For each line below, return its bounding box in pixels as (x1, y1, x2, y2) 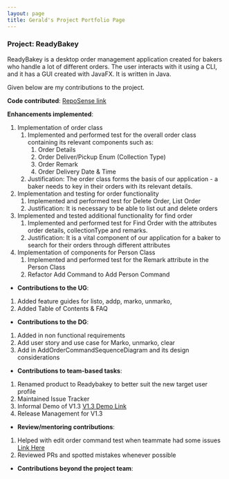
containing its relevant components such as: (27, 138, 154, 146)
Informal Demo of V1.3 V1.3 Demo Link (17, 402, 127, 410)
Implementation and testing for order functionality (17, 189, 159, 198)
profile (17, 387, 36, 395)
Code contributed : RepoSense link (7, 96, 107, 104)
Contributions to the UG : (17, 283, 89, 292)
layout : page (7, 10, 45, 17)
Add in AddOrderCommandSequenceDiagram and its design (17, 346, 190, 354)
